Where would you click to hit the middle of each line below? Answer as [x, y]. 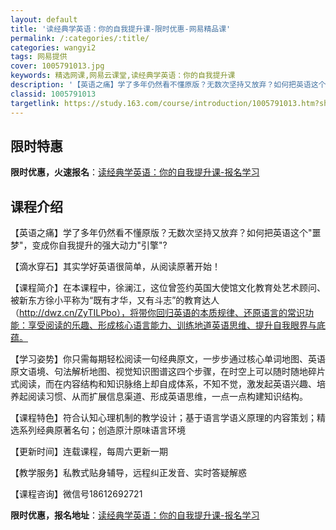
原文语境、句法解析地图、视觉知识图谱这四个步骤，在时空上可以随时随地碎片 [168, 372]
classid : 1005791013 [53, 94]
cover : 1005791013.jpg [57, 66]
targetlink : [35, 103]
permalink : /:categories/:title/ [80, 38]
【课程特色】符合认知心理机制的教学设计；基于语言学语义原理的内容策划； [163, 418]
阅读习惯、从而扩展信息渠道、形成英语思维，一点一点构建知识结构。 [167, 397]
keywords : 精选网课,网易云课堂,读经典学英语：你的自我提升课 [123, 76]
